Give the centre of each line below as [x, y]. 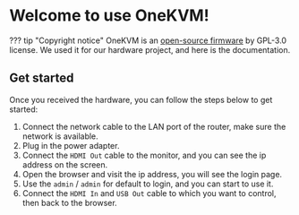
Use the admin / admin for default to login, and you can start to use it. [148, 184]
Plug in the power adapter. [71, 145]
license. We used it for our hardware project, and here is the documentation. [150, 49]
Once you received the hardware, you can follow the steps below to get [141, 99]
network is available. [60, 136]
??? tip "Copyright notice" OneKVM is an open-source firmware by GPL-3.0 [148, 40]
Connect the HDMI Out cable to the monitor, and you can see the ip [144, 155]
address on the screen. [65, 164]
